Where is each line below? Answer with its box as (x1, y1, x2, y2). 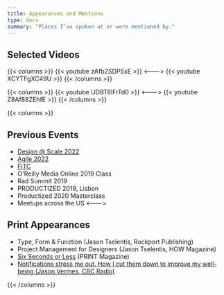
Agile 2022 (17, 155, 49, 163)
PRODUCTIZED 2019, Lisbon (17, 185, 99, 192)
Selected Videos (7, 49, 80, 60)
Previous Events (7, 129, 79, 141)
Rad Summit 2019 (17, 177, 68, 185)
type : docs (7, 17, 39, 24)
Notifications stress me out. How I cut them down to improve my (17, 260, 201, 268)
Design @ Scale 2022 (17, 147, 80, 155)
